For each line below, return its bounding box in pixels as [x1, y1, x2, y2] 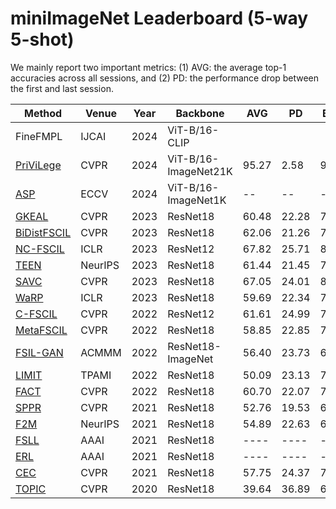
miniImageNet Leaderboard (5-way [10, 7, 309, 30]
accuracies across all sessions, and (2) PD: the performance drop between [10, 72, 319, 84]
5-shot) [10, 28, 75, 51]
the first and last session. [10, 82, 114, 94]
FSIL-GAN [15, 345, 64, 359]
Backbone [175, 106, 225, 120]
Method [23, 106, 63, 120]
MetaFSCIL [15, 323, 68, 337]
